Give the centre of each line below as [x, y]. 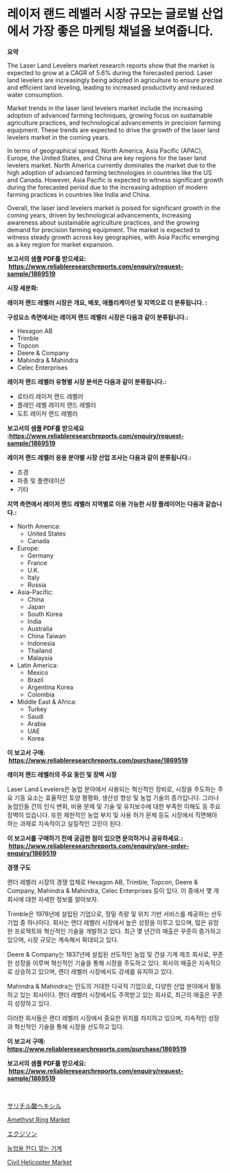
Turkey [37, 709]
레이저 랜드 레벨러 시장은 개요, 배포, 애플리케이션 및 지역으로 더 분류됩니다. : [107, 302]
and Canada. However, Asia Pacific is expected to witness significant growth [115, 180]
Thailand [40, 651]
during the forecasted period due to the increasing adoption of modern [107, 187]
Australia [40, 628]
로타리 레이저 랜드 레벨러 [50, 396]
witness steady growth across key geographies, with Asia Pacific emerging [113, 237]
